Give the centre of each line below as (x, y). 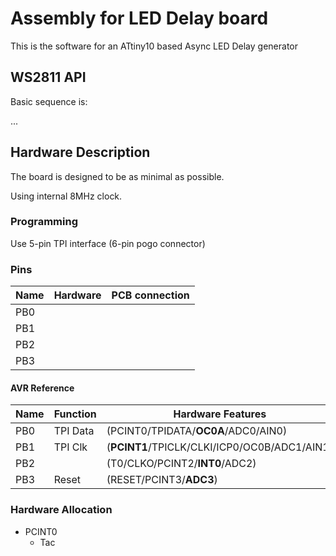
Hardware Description (80, 152)
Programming (44, 222)
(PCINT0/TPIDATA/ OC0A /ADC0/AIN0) (197, 431)
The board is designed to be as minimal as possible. (117, 176)
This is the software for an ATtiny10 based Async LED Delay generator (154, 46)
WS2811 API (48, 77)
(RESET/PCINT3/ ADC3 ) (162, 480)
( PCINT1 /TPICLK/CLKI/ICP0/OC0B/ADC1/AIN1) (219, 447)
